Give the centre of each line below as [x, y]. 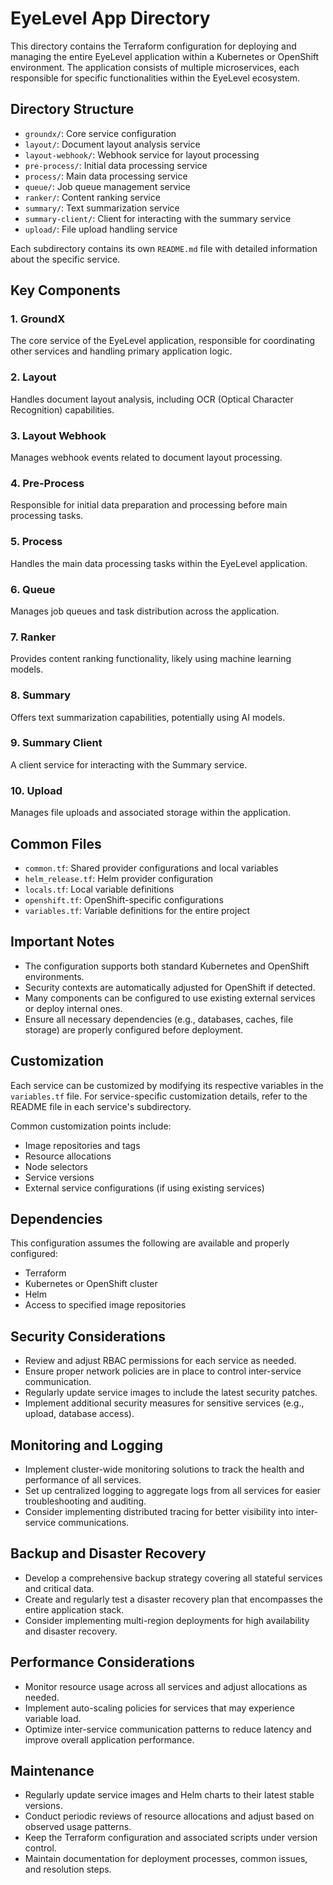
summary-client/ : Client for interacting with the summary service [158, 218]
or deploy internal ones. [73, 1008]
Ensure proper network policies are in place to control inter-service [163, 1371]
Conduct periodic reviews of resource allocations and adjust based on [169, 1816]
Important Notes [62, 942]
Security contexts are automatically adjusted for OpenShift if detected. [170, 987]
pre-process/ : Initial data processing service [116, 165]
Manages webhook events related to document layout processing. [146, 458]
